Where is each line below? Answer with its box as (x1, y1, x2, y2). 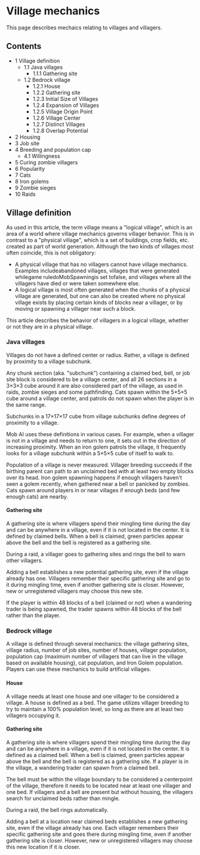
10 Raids (14, 190, 36, 198)
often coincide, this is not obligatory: (6, 249, 96, 256)
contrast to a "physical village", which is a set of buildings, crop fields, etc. (6, 236, 189, 243)
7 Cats (14, 171, 31, 179)
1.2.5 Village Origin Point (32, 108, 93, 115)
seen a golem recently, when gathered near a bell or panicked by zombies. (6, 480, 190, 488)
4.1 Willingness (23, 152, 61, 160)
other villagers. (6, 557, 43, 564)
